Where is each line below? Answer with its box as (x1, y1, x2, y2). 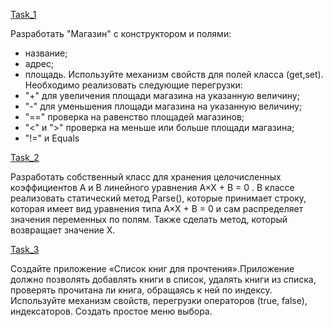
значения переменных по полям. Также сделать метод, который (10, 214, 288, 225)
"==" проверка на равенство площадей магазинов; (24, 111, 245, 123)
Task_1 (10, 9, 37, 20)
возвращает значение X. (10, 224, 116, 236)
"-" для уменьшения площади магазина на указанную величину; (24, 100, 303, 112)
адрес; (24, 58, 55, 69)
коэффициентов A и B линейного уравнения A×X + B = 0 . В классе (10, 182, 295, 193)
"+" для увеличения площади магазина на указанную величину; (24, 90, 300, 101)
